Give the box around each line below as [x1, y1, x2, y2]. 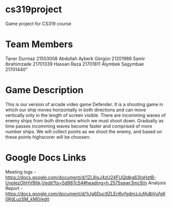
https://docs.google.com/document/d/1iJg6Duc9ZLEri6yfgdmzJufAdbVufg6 [5, 191, 166, 197]
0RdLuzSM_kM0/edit [5, 196, 50, 202]
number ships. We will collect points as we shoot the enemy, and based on [5, 128, 162, 134]
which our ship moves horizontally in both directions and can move [5, 107, 146, 113]
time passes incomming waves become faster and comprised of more [5, 123, 152, 129]
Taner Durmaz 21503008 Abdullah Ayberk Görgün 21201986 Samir [5, 55, 145, 61]
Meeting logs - [5, 169, 36, 175]
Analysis [148, 179, 166, 185]
